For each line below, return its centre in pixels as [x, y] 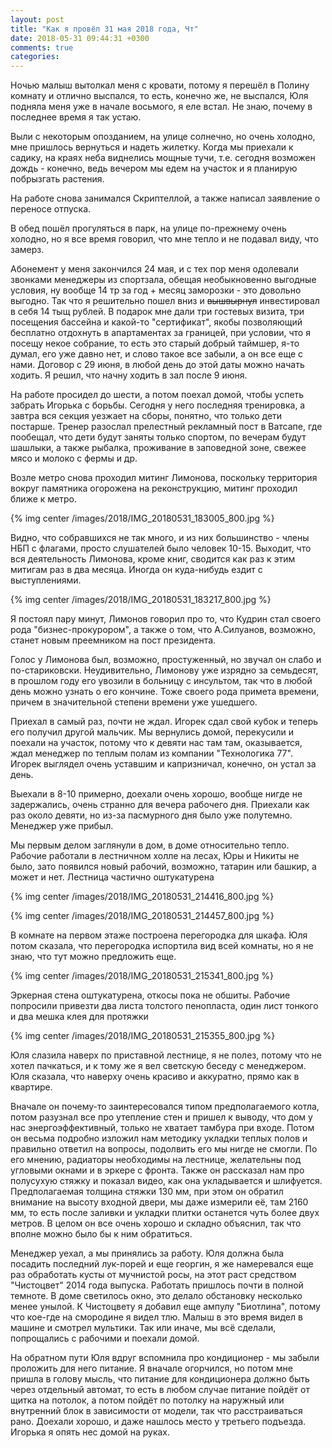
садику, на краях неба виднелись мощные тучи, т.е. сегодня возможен [163, 158]
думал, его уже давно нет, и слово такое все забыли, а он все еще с [157, 354]
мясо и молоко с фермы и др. [74, 458]
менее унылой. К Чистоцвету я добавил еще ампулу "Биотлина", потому [165, 1307]
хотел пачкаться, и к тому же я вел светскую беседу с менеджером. [158, 1066]
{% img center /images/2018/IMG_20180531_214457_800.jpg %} [142, 916]
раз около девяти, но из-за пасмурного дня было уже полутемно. [151, 815]
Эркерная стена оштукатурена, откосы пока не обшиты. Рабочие [150, 995]
